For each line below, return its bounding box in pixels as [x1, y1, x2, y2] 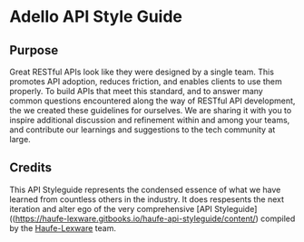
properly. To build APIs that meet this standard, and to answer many [9, 86, 263, 96]
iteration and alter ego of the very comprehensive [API [9, 203, 213, 214]
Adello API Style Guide [9, 6, 183, 27]
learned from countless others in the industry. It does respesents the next [9, 193, 284, 205]
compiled [260, 213, 296, 224]
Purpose [9, 43, 59, 58]
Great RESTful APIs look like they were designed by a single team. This [9, 66, 275, 77]
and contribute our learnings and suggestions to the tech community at [9, 124, 276, 135]
